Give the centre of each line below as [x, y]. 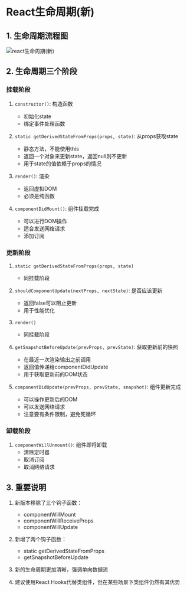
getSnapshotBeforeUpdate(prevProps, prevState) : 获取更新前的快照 [96, 347]
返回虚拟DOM [40, 188]
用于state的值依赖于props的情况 [63, 164]
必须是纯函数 [39, 196]
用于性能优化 [39, 310]
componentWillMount [50, 515]
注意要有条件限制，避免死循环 [60, 414]
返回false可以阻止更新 [50, 303]
